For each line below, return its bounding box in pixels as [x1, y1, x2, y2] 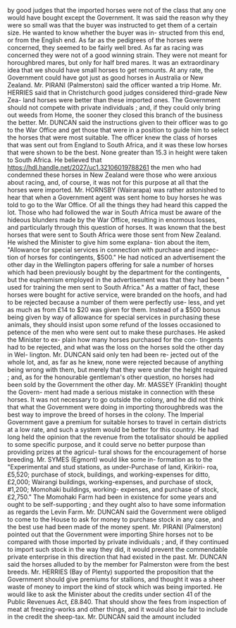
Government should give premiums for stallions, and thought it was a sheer [7, 575, 225, 584]
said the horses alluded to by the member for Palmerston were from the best [7, 560, 230, 568]
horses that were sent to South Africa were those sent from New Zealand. [7, 230, 222, 239]
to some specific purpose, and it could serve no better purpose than [7, 441, 206, 448]
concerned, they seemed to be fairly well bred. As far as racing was [7, 44, 204, 51]
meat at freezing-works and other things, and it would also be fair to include [7, 605, 228, 613]
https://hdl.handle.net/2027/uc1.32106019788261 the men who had [7, 164, 202, 171]
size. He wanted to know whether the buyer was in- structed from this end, [7, 28, 225, 37]
